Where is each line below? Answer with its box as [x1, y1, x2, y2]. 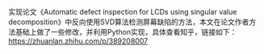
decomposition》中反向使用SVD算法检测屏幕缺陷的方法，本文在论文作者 [8, 17, 249, 27]
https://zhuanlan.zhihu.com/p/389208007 [8, 36, 149, 46]
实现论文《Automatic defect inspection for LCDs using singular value [8, 7, 237, 16]
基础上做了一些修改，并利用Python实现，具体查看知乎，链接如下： [15, 27, 237, 36]
